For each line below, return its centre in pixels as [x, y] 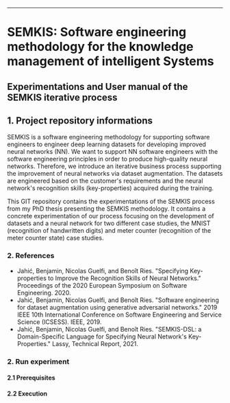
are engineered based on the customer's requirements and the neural [105, 181]
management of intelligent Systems [111, 61]
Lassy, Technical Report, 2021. [95, 343]
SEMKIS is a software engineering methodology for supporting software [108, 137]
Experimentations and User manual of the [98, 87]
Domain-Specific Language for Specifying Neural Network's [102, 336]
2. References [31, 256]
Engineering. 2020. [44, 292]
